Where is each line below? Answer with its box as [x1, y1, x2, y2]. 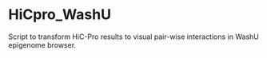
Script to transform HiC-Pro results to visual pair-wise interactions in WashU [8, 32, 260, 41]
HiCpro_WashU [8, 6, 112, 24]
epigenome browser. [8, 40, 77, 49]
